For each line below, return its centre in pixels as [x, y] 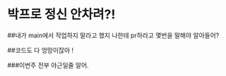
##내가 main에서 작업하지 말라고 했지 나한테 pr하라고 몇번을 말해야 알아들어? [113, 35]
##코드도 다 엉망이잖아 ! [41, 50]
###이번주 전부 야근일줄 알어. [48, 65]
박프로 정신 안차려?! [61, 14]
